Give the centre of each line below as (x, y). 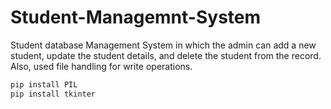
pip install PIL (44, 84)
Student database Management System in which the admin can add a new (163, 45)
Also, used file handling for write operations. (101, 66)
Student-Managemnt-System (136, 17)
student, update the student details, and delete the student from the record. (166, 55)
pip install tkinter (53, 94)
